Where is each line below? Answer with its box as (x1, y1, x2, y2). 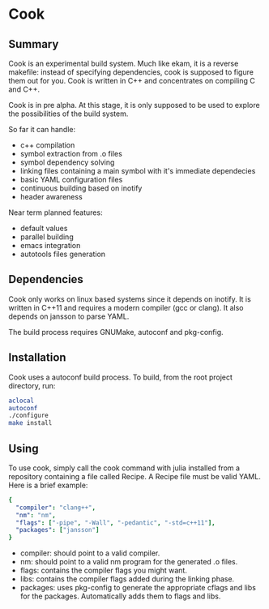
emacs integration (19, 241, 81, 250)
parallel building (19, 232, 75, 242)
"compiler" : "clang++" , (15, 504, 96, 512)
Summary (8, 37, 59, 51)
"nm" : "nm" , (15, 511, 57, 519)
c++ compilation (19, 140, 75, 150)
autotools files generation (19, 249, 106, 259)
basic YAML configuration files (19, 175, 123, 184)
